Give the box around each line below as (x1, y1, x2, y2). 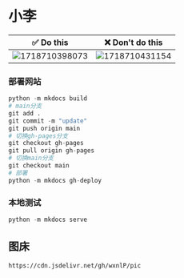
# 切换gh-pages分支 (8, 131, 69, 140)
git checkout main (8, 162, 70, 170)
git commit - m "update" (8, 117, 88, 125)
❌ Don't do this (104, 37, 163, 48)
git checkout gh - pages (8, 139, 84, 147)
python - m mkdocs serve (8, 216, 88, 224)
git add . (8, 109, 42, 117)
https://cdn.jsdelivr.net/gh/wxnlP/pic (8, 261, 142, 269)
